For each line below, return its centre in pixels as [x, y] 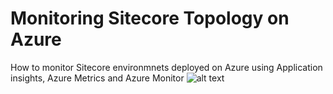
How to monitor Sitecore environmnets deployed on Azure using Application [166, 67]
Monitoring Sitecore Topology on [150, 18]
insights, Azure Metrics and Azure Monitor [97, 78]
